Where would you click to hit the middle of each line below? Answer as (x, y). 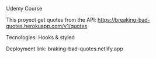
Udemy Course (24, 8)
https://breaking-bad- (124, 20)
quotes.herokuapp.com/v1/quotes (47, 26)
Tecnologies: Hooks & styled (40, 37)
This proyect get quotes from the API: (51, 20)
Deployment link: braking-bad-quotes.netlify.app (65, 49)
